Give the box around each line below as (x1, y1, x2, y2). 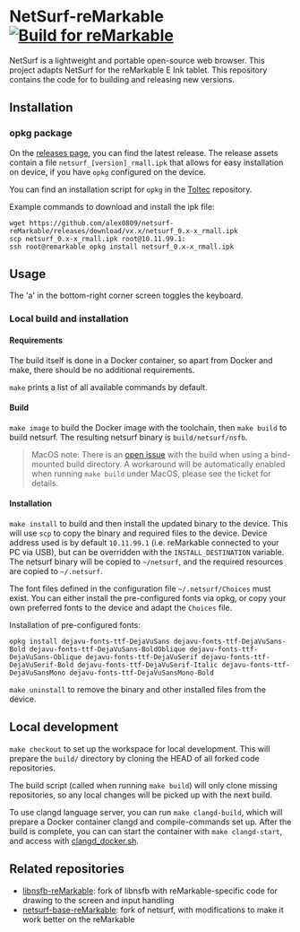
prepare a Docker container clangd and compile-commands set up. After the (9, 816, 292, 827)
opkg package (9, 127, 73, 140)
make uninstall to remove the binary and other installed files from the (9, 684, 267, 694)
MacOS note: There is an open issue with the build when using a (30, 449, 270, 459)
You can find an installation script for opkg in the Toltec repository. (9, 184, 253, 195)
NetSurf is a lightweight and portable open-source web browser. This (9, 55, 266, 65)
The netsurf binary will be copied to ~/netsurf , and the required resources (9, 556, 284, 567)
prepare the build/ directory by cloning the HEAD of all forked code (9, 753, 260, 763)
